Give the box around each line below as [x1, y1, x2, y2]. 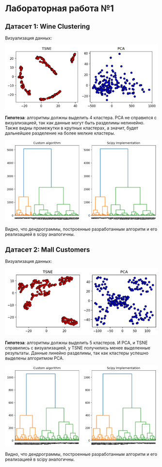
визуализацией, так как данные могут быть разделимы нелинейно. [5, 120, 145, 126]
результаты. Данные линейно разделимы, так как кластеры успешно [5, 350, 149, 356]
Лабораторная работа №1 [5, 3, 114, 14]
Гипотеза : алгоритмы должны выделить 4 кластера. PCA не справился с [5, 115, 157, 121]
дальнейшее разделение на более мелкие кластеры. [5, 130, 115, 136]
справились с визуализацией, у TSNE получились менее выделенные [5, 345, 150, 351]
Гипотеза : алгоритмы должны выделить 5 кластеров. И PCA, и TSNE [5, 340, 148, 346]
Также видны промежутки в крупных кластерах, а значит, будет [5, 125, 139, 131]
